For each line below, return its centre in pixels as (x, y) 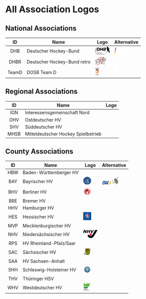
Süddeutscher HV (44, 127)
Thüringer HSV (38, 279)
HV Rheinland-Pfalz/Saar (49, 243)
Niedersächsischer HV (46, 234)
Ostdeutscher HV (43, 120)
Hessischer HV (38, 217)
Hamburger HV (38, 208)
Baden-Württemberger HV (51, 172)
